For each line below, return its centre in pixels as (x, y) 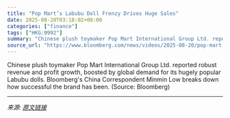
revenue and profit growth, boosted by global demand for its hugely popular (114, 72)
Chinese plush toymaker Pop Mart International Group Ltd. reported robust (112, 65)
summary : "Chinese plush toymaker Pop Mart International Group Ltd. (108, 39)
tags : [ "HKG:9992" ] (35, 33)
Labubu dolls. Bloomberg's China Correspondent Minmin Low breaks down (113, 79)
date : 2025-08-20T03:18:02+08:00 (55, 20)
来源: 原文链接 (27, 107)
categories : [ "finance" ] (42, 26)
